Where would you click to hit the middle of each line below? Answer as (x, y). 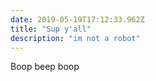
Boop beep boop (45, 67)
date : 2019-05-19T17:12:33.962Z (77, 19)
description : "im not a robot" (75, 38)
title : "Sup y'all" (51, 29)
